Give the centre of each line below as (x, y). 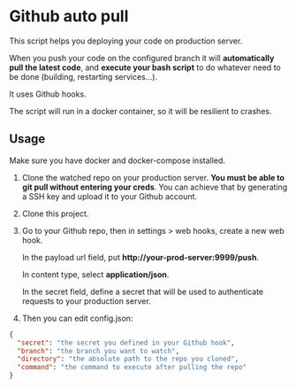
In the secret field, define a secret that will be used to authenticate (142, 291)
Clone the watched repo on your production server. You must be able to (153, 177)
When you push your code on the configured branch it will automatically (142, 58)
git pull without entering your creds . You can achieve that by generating (155, 187)
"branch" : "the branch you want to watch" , (98, 351)
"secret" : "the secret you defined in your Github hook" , (126, 343)
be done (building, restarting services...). (83, 76)
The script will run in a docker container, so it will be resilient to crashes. (140, 111)
